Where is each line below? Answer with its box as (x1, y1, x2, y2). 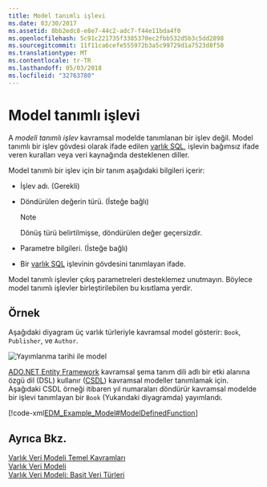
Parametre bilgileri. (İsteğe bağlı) (19, 243, 128, 253)
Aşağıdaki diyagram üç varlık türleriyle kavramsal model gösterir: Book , (8, 327, 241, 338)
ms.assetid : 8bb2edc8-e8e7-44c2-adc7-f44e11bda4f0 (8, 27, 181, 35)
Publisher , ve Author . (8, 336, 79, 346)
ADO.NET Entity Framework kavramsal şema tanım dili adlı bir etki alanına (8, 367, 250, 377)
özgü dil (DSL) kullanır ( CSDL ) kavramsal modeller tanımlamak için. (8, 375, 229, 386)
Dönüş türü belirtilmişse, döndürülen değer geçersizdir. (19, 227, 203, 237)
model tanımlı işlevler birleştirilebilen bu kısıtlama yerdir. (8, 283, 192, 293)
